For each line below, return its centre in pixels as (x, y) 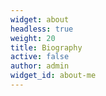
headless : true (42, 29)
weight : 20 (33, 38)
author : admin (40, 66)
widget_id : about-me (53, 76)
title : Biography (46, 47)
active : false (40, 57)
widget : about (40, 19)
